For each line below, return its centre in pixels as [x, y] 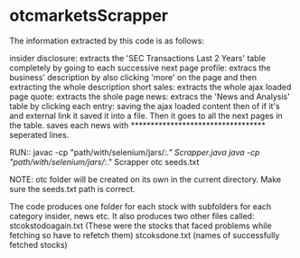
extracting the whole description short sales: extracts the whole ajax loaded [150, 87]
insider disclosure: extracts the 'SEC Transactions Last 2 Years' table [138, 58]
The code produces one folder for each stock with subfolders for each [141, 206]
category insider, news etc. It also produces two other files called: [132, 216]
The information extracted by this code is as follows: [107, 41]
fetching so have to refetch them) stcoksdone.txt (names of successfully [145, 235]
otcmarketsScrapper [89, 16]
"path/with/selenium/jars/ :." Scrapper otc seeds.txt [104, 161]
